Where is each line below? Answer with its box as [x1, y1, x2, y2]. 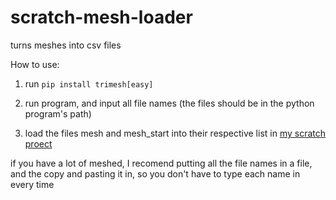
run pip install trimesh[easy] [24, 77, 154, 90]
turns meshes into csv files [10, 39, 122, 51]
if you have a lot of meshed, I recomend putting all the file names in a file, [10, 157, 313, 169]
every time [10, 178, 55, 190]
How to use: [10, 58, 60, 70]
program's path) [24, 107, 92, 120]
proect [24, 137, 53, 150]
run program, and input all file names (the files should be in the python [24, 97, 315, 109]
